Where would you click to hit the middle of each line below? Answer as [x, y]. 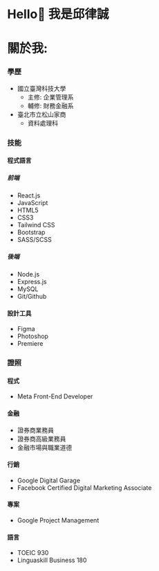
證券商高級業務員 [41, 439]
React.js [29, 195]
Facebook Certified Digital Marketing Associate [84, 487]
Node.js [28, 274]
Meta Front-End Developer [55, 396]
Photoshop [32, 336]
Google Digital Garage [49, 480]
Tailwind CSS [36, 225]
